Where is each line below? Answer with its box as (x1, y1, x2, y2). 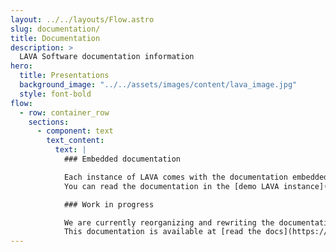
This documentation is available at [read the (63, 227, 262, 237)
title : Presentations (19, 71, 110, 81)
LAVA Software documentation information (19, 52, 195, 62)
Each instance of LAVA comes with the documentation (63, 172, 288, 182)
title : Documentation (10, 33, 101, 43)
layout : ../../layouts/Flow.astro (10, 14, 155, 25)
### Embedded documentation (63, 154, 182, 164)
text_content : (46, 136, 105, 146)
